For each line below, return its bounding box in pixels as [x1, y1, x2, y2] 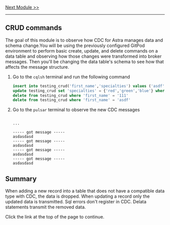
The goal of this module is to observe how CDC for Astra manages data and [5, 37, 163, 43]
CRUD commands [5, 24, 62, 32]
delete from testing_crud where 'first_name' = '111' [12, 93, 129, 98]
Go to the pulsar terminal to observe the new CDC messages [12, 107, 140, 113]
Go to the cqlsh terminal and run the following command [12, 73, 130, 80]
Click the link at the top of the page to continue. [5, 214, 105, 220]
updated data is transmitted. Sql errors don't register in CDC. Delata [5, 199, 147, 205]
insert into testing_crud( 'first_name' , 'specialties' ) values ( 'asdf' [12, 83, 165, 88]
